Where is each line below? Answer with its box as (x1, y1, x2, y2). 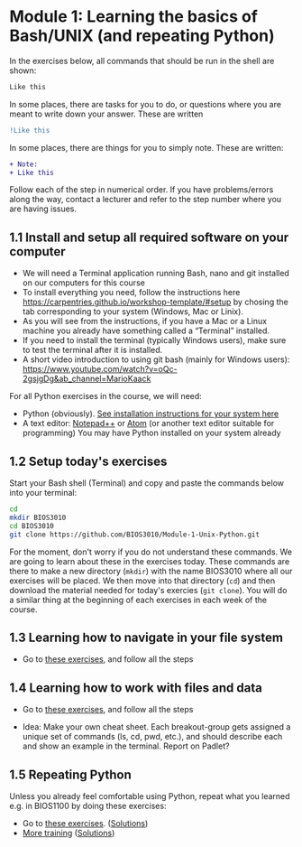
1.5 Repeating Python (9, 767, 133, 782)
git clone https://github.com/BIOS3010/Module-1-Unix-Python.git (9, 530, 260, 539)
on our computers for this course (22, 277, 146, 288)
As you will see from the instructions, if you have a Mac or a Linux (22, 316, 268, 327)
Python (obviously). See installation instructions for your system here (22, 408, 279, 419)
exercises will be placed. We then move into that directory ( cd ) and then (9, 575, 276, 586)
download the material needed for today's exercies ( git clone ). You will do (9, 584, 288, 595)
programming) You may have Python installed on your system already (22, 427, 281, 439)
